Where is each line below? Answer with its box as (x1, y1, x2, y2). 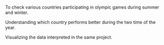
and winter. (5, 9, 29, 15)
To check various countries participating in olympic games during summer (5, 4, 159, 10)
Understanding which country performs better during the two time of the (5, 19, 156, 25)
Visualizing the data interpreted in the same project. (5, 34, 113, 40)
